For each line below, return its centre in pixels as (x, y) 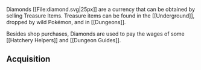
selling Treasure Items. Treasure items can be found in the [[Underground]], (101, 16)
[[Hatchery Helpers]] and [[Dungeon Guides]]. (64, 40)
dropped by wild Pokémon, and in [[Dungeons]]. (66, 22)
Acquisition (28, 59)
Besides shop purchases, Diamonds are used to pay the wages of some (96, 34)
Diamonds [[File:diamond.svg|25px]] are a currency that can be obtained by (101, 9)
